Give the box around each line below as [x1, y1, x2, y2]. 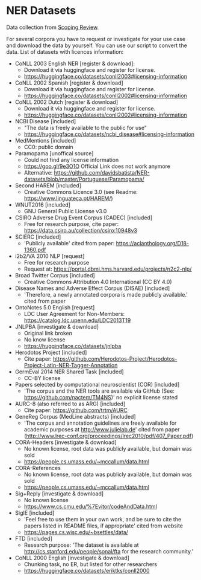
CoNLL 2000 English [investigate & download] [14, 554, 129, 561]
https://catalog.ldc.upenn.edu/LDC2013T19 [23, 317, 131, 324]
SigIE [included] [14, 509, 55, 517]
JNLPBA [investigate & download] [14, 323, 99, 330]
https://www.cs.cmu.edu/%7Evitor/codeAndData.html [23, 503, 158, 510]
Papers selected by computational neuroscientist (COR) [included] [14, 381, 180, 388]
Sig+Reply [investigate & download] [14, 490, 104, 497]
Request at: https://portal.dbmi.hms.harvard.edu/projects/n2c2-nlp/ [23, 265, 192, 272]
